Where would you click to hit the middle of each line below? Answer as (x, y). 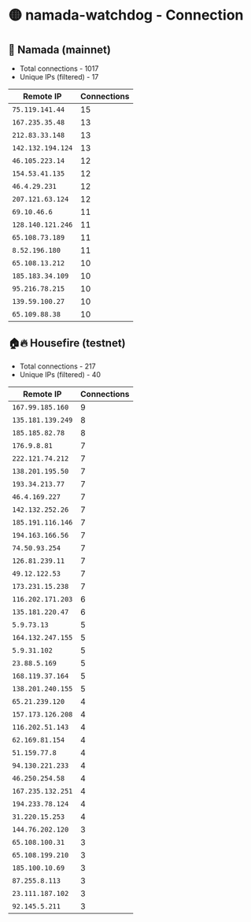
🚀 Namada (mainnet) (60, 49)
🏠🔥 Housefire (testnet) (67, 343)
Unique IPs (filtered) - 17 (59, 77)
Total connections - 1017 (59, 69)
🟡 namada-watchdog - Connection (126, 15)
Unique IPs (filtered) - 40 (60, 374)
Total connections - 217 (57, 366)
